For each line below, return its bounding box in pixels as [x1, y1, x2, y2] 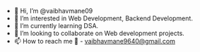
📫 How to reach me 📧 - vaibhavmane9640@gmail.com [13, 37, 175, 45]
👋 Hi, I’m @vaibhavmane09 [13, 7, 93, 15]
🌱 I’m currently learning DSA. [13, 22, 99, 30]
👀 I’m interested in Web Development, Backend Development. [13, 14, 193, 22]
